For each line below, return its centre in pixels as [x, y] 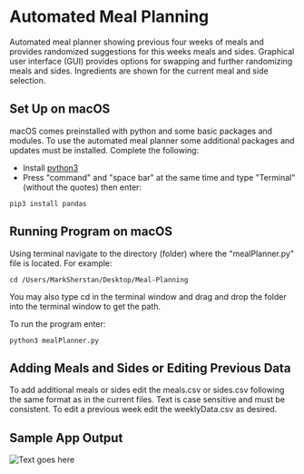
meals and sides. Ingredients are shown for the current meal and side [139, 71]
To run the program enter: [58, 323]
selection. [28, 80]
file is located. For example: [61, 263]
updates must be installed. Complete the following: [104, 150]
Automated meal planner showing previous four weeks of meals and [137, 42]
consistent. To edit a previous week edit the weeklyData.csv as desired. [143, 410]
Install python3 [50, 168]
